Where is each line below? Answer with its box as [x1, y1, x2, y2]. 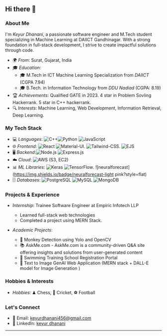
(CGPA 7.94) [19, 79, 45, 85]
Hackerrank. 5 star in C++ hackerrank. [12, 99, 91, 105]
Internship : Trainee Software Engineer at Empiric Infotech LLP [12, 203, 139, 209]
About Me [5, 20, 30, 27]
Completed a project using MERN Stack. [19, 218, 102, 224]
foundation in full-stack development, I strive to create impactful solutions [5, 42, 157, 48]
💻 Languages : [12, 136, 43, 142]
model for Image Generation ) [19, 265, 81, 271]
